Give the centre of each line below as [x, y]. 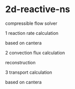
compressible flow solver [31, 23]
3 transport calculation [29, 72]
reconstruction [21, 62]
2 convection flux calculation [35, 53]
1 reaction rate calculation [32, 33]
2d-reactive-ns [38, 9]
